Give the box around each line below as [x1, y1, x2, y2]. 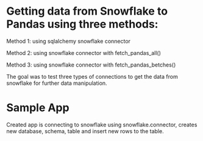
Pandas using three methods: [6, 17, 158, 31]
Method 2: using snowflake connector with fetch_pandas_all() [6, 49, 162, 56]
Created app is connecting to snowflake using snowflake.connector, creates [6, 121, 198, 128]
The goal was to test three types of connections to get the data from [6, 73, 178, 80]
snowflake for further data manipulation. [6, 79, 108, 87]
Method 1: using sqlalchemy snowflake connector [6, 37, 131, 45]
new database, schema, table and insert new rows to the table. [6, 127, 164, 135]
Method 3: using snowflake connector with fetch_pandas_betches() [6, 61, 176, 68]
